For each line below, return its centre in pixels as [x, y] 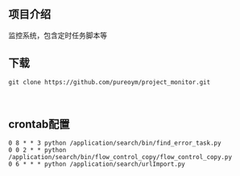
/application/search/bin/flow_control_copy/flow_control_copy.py [120, 158]
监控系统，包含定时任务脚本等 [58, 35]
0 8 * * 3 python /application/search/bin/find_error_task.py [115, 143]
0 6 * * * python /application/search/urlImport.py [97, 164]
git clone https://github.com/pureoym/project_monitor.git [110, 82]
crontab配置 [39, 124]
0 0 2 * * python [37, 150]
